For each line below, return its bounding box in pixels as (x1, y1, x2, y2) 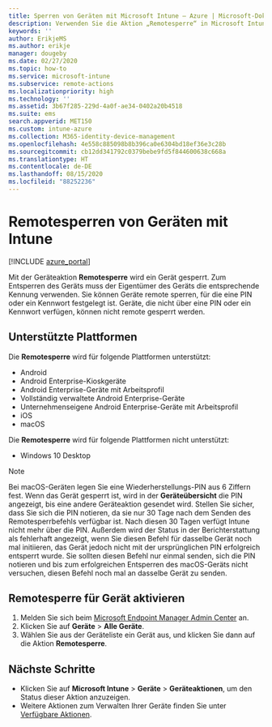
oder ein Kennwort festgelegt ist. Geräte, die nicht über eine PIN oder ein (8, 297, 252, 308)
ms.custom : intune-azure (8, 125, 92, 133)
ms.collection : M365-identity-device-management (8, 132, 176, 140)
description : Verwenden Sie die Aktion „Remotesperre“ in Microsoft (8, 19, 244, 28)
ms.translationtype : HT (8, 155, 89, 163)
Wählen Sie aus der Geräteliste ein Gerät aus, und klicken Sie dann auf (19, 630, 256, 640)
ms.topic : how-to (8, 65, 67, 73)
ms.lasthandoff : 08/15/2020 (8, 170, 104, 178)
